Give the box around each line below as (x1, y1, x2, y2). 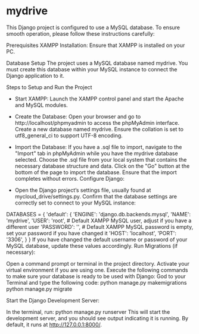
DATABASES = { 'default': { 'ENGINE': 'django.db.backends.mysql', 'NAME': (6, 210, 191, 218)
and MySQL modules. (14, 101, 69, 108)
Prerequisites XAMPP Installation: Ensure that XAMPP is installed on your (6, 42, 185, 49)
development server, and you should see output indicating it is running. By (6, 314, 189, 322)
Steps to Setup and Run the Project (6, 83, 92, 90)
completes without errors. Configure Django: (14, 175, 125, 182)
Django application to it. (6, 72, 64, 79)
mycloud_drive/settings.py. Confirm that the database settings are (14, 193, 178, 200)
